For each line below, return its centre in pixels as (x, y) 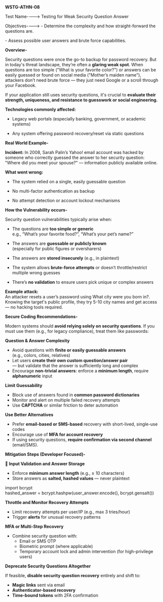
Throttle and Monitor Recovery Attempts (47, 502)
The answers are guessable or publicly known (59, 243)
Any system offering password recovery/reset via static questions (78, 133)
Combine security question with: (45, 536)
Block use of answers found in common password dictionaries (76, 395)
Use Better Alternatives (29, 415)
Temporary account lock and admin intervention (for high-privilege (86, 551)
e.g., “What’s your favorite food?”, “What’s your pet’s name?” (73, 234)
